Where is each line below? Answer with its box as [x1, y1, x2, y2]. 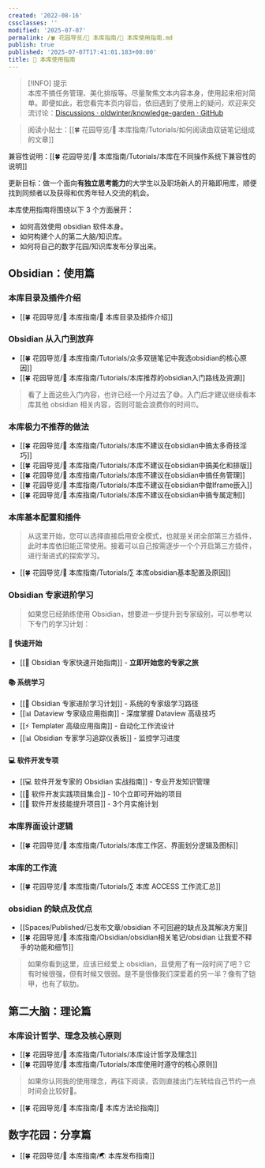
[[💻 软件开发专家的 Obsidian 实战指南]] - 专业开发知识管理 [19, 777, 211, 787]
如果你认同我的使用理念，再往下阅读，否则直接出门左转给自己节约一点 [27, 1076, 256, 1086]
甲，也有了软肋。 [27, 979, 84, 988]
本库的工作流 [8, 862, 58, 873]
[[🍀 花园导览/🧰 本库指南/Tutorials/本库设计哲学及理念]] [19, 1049, 197, 1059]
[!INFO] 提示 [27, 78, 68, 88]
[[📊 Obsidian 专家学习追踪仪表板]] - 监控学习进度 [19, 733, 181, 743]
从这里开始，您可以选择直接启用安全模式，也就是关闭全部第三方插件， [27, 531, 256, 541]
